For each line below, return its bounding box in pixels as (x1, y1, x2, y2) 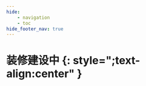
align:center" (6, 67, 75, 81)
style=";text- (72, 54, 141, 67)
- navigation (17, 15, 50, 21)
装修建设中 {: (6, 54, 71, 67)
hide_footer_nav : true (6, 25, 64, 32)
